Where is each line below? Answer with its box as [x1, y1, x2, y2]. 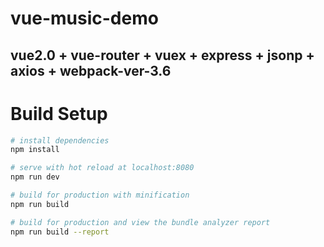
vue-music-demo [10, 7, 159, 30]
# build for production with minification [10, 190, 190, 201]
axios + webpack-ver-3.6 [10, 62, 172, 79]
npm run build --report [10, 227, 110, 237]
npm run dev [10, 172, 60, 182]
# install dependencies [10, 135, 110, 146]
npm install [10, 145, 60, 155]
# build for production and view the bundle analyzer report [10, 217, 271, 227]
